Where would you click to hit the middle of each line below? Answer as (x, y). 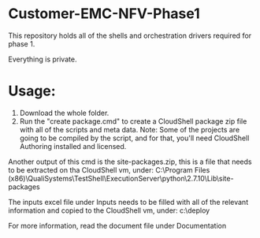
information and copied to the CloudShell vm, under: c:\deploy (109, 210)
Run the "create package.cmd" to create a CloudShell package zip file (133, 121)
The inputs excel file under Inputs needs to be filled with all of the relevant (128, 202)
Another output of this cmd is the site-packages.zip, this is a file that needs (130, 162)
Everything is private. (43, 59)
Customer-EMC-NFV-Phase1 (104, 14)
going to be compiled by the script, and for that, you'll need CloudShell (134, 138)
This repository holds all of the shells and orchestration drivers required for (130, 35)
